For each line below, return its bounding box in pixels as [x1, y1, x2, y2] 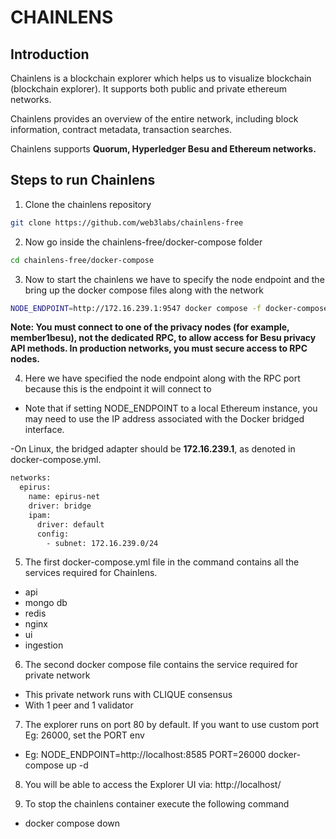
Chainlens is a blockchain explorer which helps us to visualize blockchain [10, 72, 312, 84]
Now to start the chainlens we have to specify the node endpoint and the [24, 273, 325, 285]
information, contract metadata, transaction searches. [10, 124, 233, 135]
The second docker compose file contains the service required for [24, 659, 298, 671]
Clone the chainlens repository [24, 198, 152, 210]
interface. [24, 424, 65, 436]
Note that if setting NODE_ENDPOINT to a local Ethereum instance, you [24, 402, 318, 415]
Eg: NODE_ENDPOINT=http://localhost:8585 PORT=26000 [24, 749, 267, 761]
